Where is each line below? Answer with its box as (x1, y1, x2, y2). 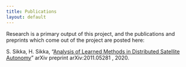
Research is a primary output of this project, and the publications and (6, 30, 175, 37)
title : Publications (6, 8, 57, 15)
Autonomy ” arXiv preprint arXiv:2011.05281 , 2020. (6, 54, 130, 61)
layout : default (6, 14, 46, 20)
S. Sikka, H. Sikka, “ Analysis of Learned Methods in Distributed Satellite (6, 48, 180, 55)
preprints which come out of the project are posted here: (6, 36, 145, 43)
